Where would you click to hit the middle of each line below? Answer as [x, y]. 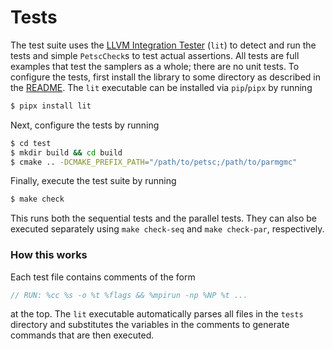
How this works [49, 255]
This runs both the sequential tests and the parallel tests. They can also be [163, 218]
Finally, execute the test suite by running [93, 181]
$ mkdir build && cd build [66, 152]
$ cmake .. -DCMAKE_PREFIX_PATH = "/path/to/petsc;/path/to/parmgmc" [154, 162]
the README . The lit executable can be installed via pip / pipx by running [161, 87]
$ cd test [31, 143]
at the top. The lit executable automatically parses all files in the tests [157, 314]
